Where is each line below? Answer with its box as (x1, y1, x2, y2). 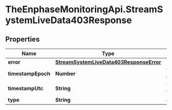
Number (55, 70, 76, 77)
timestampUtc (8, 85, 44, 92)
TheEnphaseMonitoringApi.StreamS (5, 4, 163, 15)
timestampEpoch (8, 70, 51, 77)
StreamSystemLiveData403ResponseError (55, 59, 161, 65)
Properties (5, 35, 40, 43)
